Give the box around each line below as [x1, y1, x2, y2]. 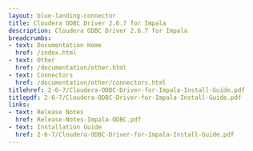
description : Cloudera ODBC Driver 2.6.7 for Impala [8, 26, 188, 34]
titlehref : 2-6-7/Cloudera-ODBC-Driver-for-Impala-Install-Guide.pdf [8, 85, 246, 94]
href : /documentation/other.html [15, 64, 127, 72]
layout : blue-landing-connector [8, 11, 116, 20]
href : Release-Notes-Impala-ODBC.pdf [15, 116, 142, 124]
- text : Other [8, 57, 56, 65]
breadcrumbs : [8, 34, 52, 42]
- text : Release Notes [8, 109, 84, 117]
